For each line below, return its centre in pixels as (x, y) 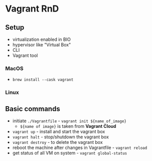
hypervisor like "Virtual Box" (42, 45)
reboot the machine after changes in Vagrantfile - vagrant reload (80, 148)
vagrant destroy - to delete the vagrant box (57, 142)
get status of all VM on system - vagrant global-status (70, 153)
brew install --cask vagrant (43, 80)
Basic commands (33, 109)
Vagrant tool (25, 55)
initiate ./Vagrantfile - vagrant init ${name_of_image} (69, 121)
